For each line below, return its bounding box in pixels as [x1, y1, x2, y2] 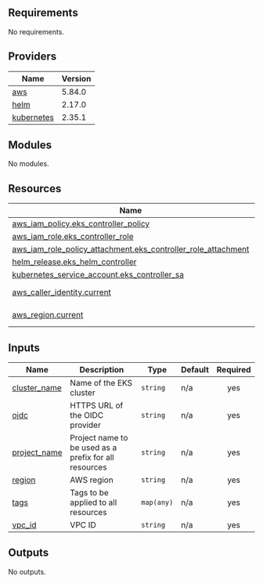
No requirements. [8, 27, 65, 36]
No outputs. [8, 567, 46, 576]
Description [79, 365, 124, 375]
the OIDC [70, 410, 104, 421]
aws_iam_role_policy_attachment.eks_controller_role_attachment [12, 244, 250, 255]
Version [61, 73, 92, 84]
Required [216, 365, 251, 375]
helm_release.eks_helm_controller [12, 256, 137, 267]
